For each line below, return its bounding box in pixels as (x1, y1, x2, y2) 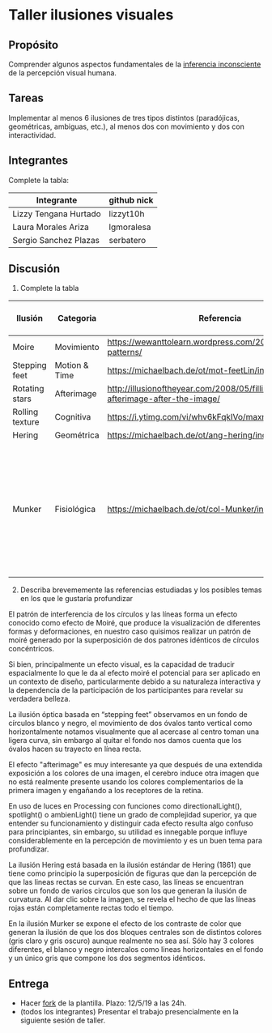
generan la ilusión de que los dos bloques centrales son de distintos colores (8, 928, 262, 937)
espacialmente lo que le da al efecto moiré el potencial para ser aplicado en (8, 668, 261, 678)
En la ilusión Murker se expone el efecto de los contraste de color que (8, 919, 242, 928)
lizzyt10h (108, 208, 145, 220)
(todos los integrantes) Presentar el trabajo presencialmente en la (19, 1007, 239, 1017)
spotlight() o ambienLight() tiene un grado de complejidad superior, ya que (8, 810, 257, 820)
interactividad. (8, 130, 57, 139)
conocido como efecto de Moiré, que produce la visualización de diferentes (8, 618, 261, 628)
